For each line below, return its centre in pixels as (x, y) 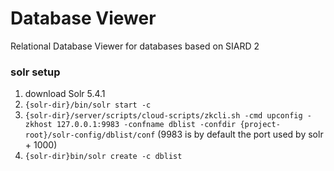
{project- (260, 125)
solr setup (35, 72)
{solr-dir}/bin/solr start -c (88, 105)
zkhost (38, 125)
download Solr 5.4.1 (65, 94)
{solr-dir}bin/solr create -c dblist (103, 157)
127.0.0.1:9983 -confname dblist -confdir (146, 125)
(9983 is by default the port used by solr (240, 134)
